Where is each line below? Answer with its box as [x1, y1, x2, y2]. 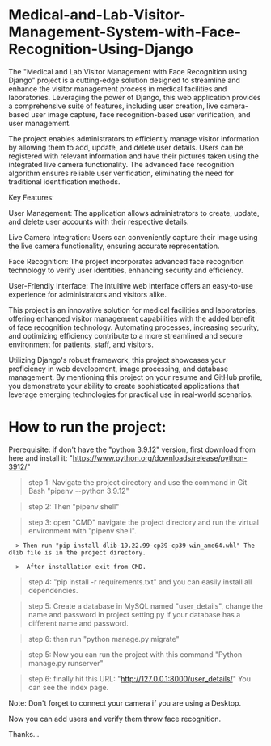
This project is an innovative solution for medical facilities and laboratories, [8, 305, 258, 314]
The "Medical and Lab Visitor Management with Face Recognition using [8, 66, 248, 76]
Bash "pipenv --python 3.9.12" [28, 486, 129, 495]
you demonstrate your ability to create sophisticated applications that [8, 381, 240, 390]
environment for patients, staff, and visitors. [8, 339, 154, 349]
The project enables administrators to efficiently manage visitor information [8, 133, 260, 143]
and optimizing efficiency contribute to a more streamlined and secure [8, 331, 243, 340]
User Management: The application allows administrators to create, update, [8, 208, 260, 217]
